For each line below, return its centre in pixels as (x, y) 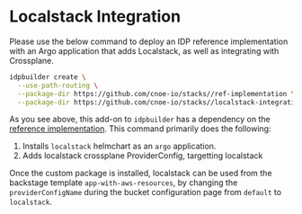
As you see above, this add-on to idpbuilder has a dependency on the (140, 120)
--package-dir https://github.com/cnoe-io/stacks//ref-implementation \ (156, 94)
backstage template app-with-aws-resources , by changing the (124, 183)
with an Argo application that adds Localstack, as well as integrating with (144, 50)
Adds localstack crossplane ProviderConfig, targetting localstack (142, 156)
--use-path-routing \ (58, 85)
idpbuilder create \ (48, 77)
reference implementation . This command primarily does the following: (140, 129)
